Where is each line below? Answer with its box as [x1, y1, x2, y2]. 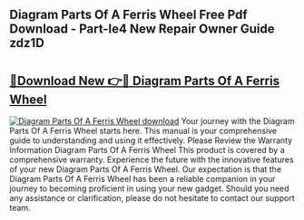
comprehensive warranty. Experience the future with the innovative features [9, 154, 294, 165]
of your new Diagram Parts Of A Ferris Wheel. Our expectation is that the [9, 164, 282, 175]
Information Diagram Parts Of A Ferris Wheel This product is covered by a [9, 145, 286, 155]
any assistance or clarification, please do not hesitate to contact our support [9, 193, 295, 203]
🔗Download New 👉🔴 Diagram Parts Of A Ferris [9, 72, 279, 89]
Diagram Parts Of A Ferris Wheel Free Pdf [9, 7, 248, 23]
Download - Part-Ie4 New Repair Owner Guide [9, 22, 275, 37]
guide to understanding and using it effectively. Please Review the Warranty [9, 135, 293, 146]
